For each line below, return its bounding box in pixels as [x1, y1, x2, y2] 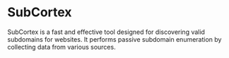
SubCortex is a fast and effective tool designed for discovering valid [7, 28, 205, 36]
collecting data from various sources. [7, 42, 116, 51]
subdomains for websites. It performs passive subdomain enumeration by [7, 35, 222, 43]
